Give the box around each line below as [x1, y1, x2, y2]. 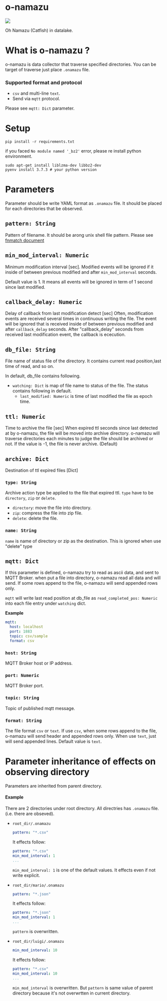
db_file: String [5, 346, 56, 353]
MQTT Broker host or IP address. [5, 660, 73, 666]
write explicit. [12, 872, 40, 878]
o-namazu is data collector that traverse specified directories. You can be [5, 61, 157, 67]
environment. [5, 154, 32, 160]
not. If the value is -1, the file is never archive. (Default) [5, 441, 118, 447]
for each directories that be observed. [5, 206, 83, 212]
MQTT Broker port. [5, 682, 44, 689]
